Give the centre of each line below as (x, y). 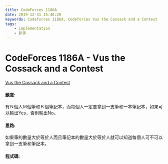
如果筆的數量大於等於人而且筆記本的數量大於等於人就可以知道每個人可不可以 (84, 137)
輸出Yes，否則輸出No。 (34, 113)
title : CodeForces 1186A (31, 10)
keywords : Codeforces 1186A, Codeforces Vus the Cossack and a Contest (81, 19)
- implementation (32, 29)
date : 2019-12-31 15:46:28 (33, 15)
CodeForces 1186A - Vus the (65, 58)
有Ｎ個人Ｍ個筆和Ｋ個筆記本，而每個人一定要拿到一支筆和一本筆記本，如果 (82, 107)
